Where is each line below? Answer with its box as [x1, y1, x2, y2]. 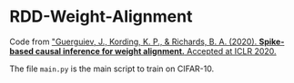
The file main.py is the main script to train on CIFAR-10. [9, 63, 215, 74]
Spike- [259, 36, 285, 47]
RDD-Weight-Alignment [9, 6, 193, 27]
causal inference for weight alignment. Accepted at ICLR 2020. [35, 45, 277, 56]
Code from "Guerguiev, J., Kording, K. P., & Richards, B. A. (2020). [9, 36, 258, 47]
